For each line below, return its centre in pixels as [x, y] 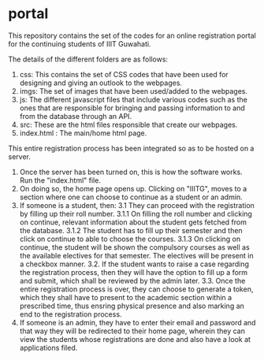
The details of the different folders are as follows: [88, 59]
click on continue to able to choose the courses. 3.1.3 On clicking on [130, 239]
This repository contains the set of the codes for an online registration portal [132, 35]
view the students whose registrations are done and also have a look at [135, 339]
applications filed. [48, 347]
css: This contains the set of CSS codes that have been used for [124, 74]
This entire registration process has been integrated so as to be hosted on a [131, 148]
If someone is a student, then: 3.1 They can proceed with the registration [137, 205]
